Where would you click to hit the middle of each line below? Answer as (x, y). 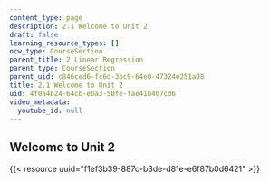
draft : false (34, 34)
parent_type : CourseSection (62, 69)
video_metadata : (40, 102)
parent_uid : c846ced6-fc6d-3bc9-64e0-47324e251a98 (107, 77)
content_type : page (46, 18)
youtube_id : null (50, 110)
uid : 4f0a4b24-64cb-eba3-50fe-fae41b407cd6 (93, 93)
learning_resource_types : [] (64, 43)
